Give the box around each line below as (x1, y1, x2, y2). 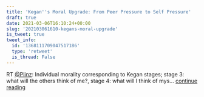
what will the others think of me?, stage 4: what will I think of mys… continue (6, 77, 198, 84)
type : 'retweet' (12, 48, 53, 55)
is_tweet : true (6, 32, 45, 38)
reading (6, 83, 26, 91)
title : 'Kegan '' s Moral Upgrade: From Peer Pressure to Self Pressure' (6, 8, 191, 15)
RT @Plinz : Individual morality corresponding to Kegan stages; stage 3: (6, 70, 185, 78)
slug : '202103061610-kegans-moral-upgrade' (6, 25, 118, 32)
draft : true (6, 15, 36, 21)
